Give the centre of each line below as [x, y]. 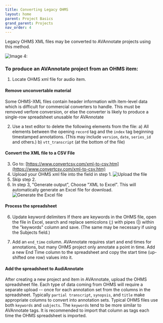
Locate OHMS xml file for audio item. [49, 79]
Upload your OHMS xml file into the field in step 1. [62, 174]
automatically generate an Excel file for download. [62, 190]
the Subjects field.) [31, 232]
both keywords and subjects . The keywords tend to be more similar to [73, 305]
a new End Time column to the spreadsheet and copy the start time [80, 252]
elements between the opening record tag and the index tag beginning [83, 132]
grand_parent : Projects [29, 23]
